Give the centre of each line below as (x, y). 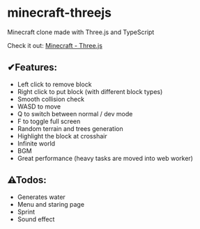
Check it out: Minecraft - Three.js (55, 45)
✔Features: (32, 68)
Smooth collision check (51, 99)
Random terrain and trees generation (70, 128)
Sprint (26, 212)
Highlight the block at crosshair (62, 136)
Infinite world (36, 143)
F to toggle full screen (49, 121)
